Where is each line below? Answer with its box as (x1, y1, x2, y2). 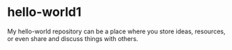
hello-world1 (7, 4, 82, 20)
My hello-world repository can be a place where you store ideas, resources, (7, 27, 226, 35)
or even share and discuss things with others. (7, 34, 138, 42)
